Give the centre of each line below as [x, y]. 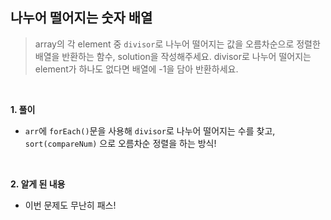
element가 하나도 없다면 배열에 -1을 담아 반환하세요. [136, 69]
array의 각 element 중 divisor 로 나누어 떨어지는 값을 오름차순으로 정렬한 [177, 44]
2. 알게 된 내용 [38, 184]
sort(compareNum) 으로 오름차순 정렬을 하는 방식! [120, 143]
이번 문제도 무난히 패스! [70, 205]
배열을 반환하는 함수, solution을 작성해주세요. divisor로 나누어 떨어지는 [173, 56]
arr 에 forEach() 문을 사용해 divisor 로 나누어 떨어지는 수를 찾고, [150, 130]
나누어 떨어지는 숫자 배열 [81, 18]
